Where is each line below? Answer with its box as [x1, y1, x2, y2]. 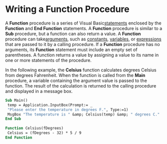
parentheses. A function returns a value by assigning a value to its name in [5, 51, 159, 58]
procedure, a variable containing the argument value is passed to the [5, 77, 147, 83]
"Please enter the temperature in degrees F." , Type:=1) [7, 107, 128, 112]
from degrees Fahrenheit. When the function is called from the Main [5, 72, 146, 78]
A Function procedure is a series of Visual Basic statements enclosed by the [5, 20, 161, 26]
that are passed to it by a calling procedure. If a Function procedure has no [5, 41, 160, 47]
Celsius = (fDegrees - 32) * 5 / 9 [7, 130, 81, 135]
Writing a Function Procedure [5, 3, 130, 15]
